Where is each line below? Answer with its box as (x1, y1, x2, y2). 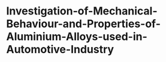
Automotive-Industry (6, 43, 114, 57)
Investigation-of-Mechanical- (6, 4, 158, 18)
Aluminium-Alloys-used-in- (6, 30, 148, 43)
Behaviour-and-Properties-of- (6, 17, 161, 31)
